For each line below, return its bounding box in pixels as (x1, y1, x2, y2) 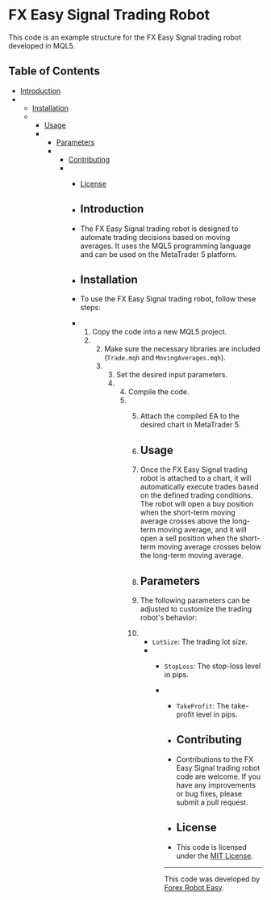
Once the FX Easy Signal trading (140, 465, 248, 474)
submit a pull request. (176, 797, 248, 807)
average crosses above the (140, 516, 231, 526)
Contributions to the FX (176, 754, 254, 764)
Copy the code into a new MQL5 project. (92, 327, 227, 337)
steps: (80, 303, 101, 313)
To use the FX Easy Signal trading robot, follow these (80, 294, 256, 304)
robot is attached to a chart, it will (140, 473, 252, 483)
